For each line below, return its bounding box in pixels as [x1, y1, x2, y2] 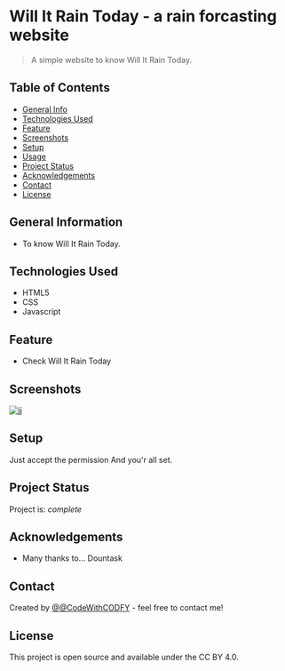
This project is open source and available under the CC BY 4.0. [9, 651, 240, 663]
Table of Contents [9, 80, 111, 95]
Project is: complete [9, 504, 83, 515]
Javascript [21, 307, 61, 317]
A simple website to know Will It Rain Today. [30, 54, 193, 65]
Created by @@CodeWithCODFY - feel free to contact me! [9, 603, 224, 613]
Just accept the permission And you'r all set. [9, 454, 173, 465]
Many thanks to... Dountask [21, 553, 123, 563]
